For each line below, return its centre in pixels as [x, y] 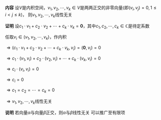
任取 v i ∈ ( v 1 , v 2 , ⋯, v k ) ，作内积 [36, 38]
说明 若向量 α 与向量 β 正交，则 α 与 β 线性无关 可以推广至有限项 [65, 112]
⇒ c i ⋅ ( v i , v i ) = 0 [23, 69]
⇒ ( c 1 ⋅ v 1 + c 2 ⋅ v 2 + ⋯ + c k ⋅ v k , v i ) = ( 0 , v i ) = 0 [54, 48]
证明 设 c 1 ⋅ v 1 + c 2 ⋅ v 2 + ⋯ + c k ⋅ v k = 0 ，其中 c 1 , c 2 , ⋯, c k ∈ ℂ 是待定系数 [77, 26]
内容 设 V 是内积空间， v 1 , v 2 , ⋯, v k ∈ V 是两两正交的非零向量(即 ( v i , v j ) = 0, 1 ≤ [81, 8]
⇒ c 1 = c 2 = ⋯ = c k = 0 [31, 91]
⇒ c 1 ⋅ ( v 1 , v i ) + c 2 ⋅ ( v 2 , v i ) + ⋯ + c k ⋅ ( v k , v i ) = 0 [54, 59]
